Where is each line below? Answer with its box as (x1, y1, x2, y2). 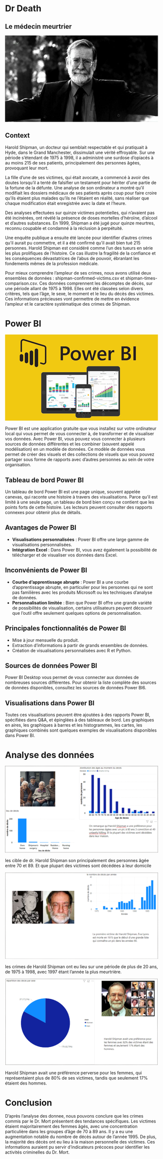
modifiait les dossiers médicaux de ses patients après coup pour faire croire (5, 190, 157, 196)
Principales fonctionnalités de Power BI (5, 624, 126, 633)
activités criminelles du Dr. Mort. (5, 1149, 70, 1155)
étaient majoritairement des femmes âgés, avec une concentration (5, 1123, 138, 1129)
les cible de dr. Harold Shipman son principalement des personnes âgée (5, 857, 149, 863)
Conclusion (5, 1097, 52, 1108)
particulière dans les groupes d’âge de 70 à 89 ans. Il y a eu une (5, 1129, 133, 1135)
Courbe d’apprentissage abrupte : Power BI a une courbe (12, 579, 129, 585)
